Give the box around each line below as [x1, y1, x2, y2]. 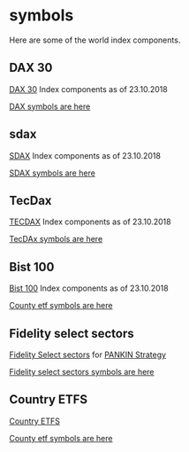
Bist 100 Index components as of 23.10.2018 [9, 283, 170, 293]
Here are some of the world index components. [9, 35, 181, 45]
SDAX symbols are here [9, 168, 95, 178]
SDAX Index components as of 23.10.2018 [9, 150, 162, 160]
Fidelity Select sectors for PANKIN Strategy [9, 349, 166, 360]
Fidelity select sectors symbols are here [9, 367, 155, 377]
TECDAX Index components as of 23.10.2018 [9, 216, 171, 227]
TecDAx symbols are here [9, 234, 103, 245]
